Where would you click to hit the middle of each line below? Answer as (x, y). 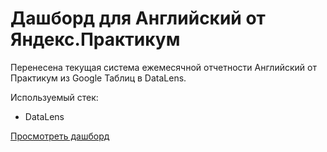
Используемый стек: (54, 97)
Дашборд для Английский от (138, 18)
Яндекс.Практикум (95, 39)
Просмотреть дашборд (60, 136)
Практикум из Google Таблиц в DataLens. (98, 78)
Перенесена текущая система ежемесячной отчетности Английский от (163, 67)
